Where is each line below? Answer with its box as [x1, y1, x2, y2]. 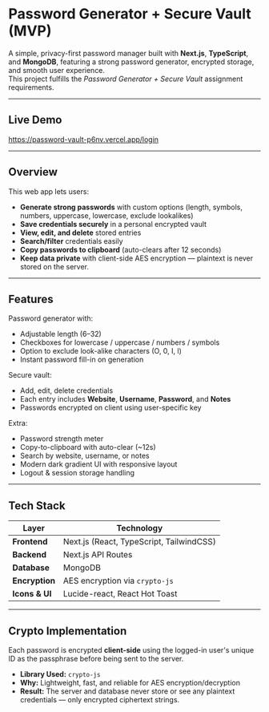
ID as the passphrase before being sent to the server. [8, 654, 184, 663]
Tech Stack [8, 499, 66, 512]
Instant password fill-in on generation [19, 354, 144, 365]
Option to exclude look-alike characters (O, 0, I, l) [19, 346, 183, 356]
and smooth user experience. [8, 65, 106, 75]
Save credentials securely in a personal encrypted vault [19, 219, 207, 229]
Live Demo [8, 113, 62, 127]
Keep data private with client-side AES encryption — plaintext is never [19, 253, 254, 263]
